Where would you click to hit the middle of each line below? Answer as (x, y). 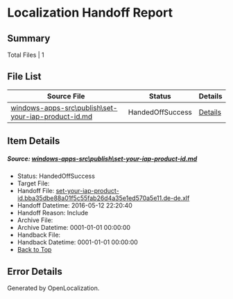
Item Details (34, 141)
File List (24, 76)
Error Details (35, 271)
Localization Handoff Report (90, 13)
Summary (29, 38)
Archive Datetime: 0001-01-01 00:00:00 (74, 228)
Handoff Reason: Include (53, 213)
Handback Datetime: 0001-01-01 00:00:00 (78, 242)
